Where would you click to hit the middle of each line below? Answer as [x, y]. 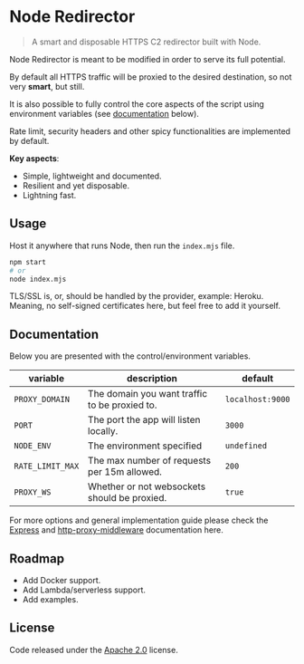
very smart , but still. [47, 86]
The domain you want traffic [147, 394]
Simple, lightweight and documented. [92, 176]
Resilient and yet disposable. [76, 185]
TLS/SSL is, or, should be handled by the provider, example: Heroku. [137, 296]
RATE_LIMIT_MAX [47, 467]
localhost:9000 [257, 399]
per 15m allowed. [125, 472]
